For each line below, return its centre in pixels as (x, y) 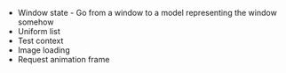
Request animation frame (64, 59)
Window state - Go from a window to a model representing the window (147, 13)
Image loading (44, 50)
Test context (40, 40)
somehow (36, 22)
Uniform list (39, 31)
